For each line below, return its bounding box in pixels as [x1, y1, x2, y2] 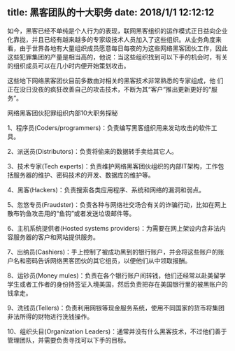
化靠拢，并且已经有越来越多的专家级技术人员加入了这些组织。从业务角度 [7, 35, 215, 43]
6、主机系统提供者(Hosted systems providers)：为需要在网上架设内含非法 [7, 224, 220, 232]
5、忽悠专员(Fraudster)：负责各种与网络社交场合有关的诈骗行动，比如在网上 [7, 200, 227, 208]
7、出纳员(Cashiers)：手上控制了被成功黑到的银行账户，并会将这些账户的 [7, 248, 219, 256]
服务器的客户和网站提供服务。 [13, 233, 99, 241]
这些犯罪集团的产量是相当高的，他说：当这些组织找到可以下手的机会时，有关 [7, 52, 228, 61]
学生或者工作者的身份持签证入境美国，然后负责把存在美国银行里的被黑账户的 [7, 280, 228, 288]
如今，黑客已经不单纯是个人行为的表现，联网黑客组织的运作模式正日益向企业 [7, 27, 228, 35]
